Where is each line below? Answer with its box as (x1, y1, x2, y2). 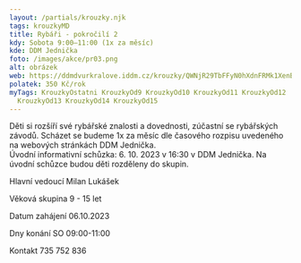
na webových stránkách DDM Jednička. (9, 140, 157, 150)
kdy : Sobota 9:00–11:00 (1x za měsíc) (9, 38, 154, 47)
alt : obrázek (9, 64, 58, 72)
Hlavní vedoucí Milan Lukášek (9, 176, 119, 187)
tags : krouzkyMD (9, 21, 70, 30)
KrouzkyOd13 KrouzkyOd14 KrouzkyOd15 (17, 96, 159, 106)
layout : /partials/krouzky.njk (9, 13, 126, 22)
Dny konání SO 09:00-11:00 (9, 228, 110, 239)
